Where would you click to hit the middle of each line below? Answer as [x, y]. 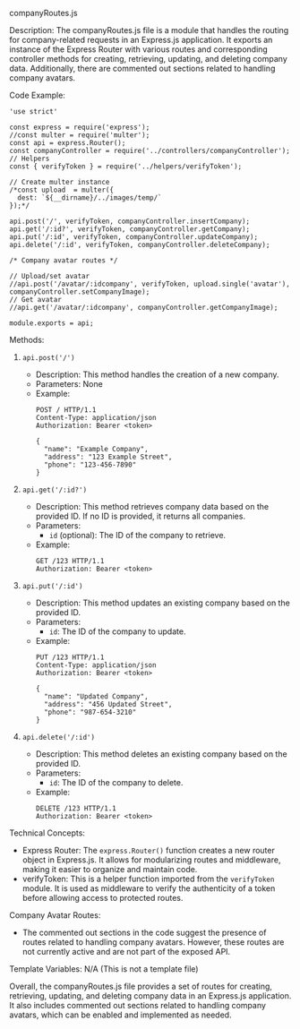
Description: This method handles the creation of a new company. [157, 374]
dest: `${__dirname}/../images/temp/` [90, 198]
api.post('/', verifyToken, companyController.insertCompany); [130, 221]
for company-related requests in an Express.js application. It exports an [141, 40]
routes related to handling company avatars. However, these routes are [153, 942]
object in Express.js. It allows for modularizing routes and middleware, [151, 860]
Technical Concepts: [47, 833]
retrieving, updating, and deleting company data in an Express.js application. [150, 996]
